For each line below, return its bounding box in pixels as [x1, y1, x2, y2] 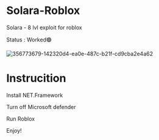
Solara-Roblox [6, 4, 80, 18]
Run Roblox [6, 115, 35, 122]
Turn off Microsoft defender [6, 103, 76, 110]
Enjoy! [6, 127, 23, 134]
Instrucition [6, 71, 66, 85]
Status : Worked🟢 [6, 36, 52, 43]
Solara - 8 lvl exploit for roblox [6, 24, 82, 31]
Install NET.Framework [6, 91, 63, 99]
